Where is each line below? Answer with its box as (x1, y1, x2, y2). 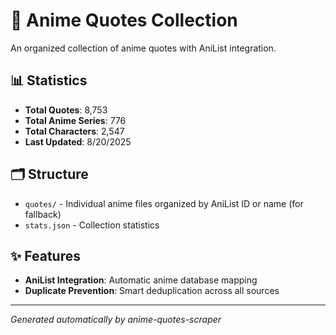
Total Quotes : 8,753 (24, 104, 108, 116)
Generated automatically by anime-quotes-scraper (10, 314, 222, 326)
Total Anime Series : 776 (24, 114, 127, 126)
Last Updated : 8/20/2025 (24, 135, 132, 148)
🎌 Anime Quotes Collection (10, 9, 238, 32)
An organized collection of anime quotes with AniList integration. (10, 42, 277, 54)
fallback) (24, 208, 62, 220)
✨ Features (10, 247, 81, 264)
